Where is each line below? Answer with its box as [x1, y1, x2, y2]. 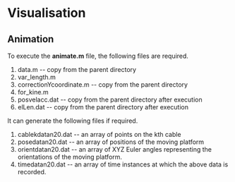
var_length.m [17, 73, 56, 81]
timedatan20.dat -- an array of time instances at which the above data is [17, 160, 229, 169]
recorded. [17, 168, 47, 176]
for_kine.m [17, 88, 49, 96]
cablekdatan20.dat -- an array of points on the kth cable [17, 131, 181, 138]
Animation [7, 33, 54, 45]
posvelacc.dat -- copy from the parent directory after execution [17, 95, 203, 104]
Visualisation [7, 5, 86, 21]
